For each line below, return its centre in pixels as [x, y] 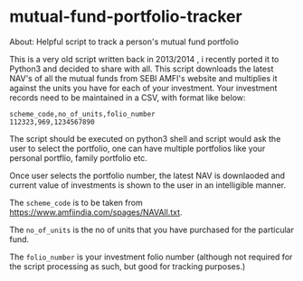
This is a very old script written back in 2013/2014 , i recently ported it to [144, 59]
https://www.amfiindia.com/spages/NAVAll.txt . [96, 212]
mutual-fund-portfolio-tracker [126, 17]
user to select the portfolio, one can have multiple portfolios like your [137, 148]
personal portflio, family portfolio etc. [78, 158]
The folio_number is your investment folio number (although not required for [151, 257]
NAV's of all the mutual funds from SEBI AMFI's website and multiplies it [143, 78]
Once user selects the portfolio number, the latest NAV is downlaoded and [147, 175]
